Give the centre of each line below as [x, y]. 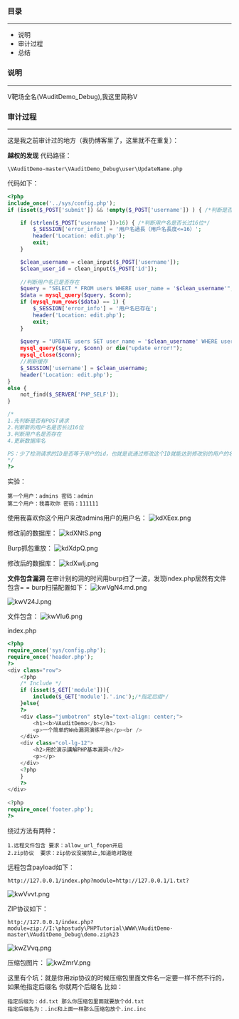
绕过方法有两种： [32, 830]
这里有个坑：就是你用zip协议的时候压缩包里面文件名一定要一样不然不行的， [118, 978]
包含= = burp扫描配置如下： [48, 588]
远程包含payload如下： [41, 867]
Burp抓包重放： [30, 548]
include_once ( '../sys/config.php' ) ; [62, 203]
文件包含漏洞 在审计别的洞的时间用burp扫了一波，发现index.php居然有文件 [117, 578]
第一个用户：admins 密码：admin [51, 496]
